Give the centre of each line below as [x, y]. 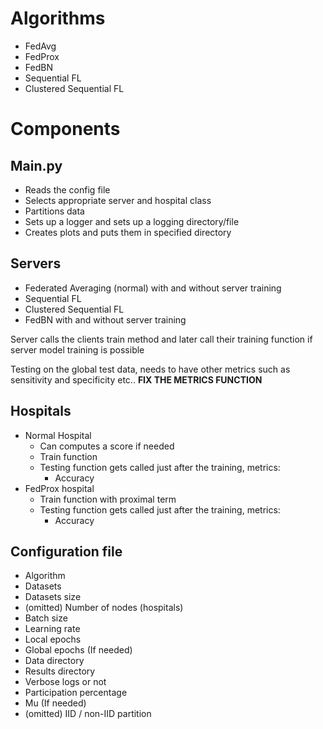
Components [65, 129]
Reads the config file [67, 189]
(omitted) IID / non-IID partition [88, 714]
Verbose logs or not [65, 682]
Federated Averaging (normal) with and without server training [153, 288]
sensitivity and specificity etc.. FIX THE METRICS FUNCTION [136, 379]
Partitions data [54, 211]
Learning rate [52, 629]
